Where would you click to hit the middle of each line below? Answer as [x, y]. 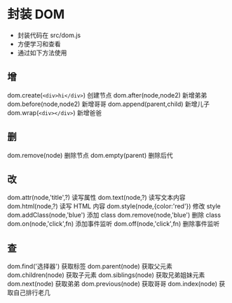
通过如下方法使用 [42, 53]
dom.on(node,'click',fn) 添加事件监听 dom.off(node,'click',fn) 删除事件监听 [114, 224]
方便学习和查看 [39, 43]
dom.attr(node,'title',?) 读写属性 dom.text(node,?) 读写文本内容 [96, 198]
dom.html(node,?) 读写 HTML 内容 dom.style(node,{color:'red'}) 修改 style [114, 206]
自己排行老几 [32, 292]
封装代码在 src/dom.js [49, 35]
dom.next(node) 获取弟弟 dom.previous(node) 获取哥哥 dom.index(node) [112, 284]
